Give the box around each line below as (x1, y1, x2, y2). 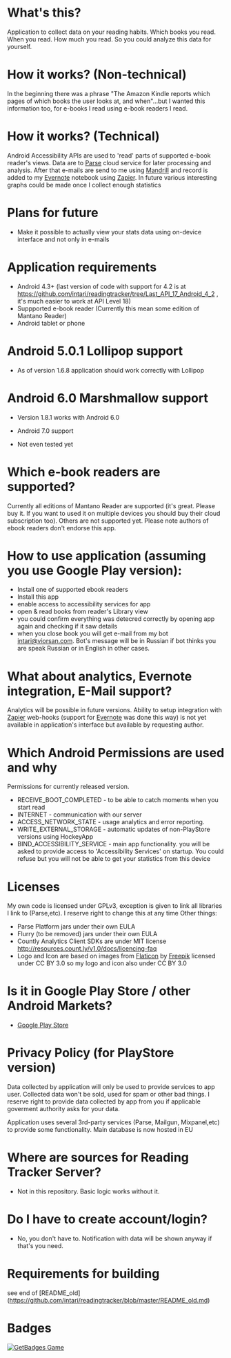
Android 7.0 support (17, 427, 74, 435)
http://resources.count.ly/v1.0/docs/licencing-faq (17, 945, 157, 953)
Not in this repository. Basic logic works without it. (17, 1187, 160, 1196)
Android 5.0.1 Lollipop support (7, 343, 183, 359)
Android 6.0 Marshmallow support (7, 390, 208, 406)
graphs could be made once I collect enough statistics (7, 180, 161, 189)
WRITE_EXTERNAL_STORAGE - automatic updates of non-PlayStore (17, 825, 210, 834)
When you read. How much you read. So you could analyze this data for (7, 35, 212, 43)
